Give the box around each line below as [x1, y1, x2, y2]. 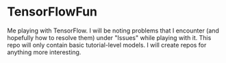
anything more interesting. [7, 48, 81, 56]
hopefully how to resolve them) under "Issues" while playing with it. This [7, 33, 212, 41]
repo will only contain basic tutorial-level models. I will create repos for [7, 41, 207, 49]
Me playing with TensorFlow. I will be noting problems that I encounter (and [7, 26, 219, 35]
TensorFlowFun [7, 4, 98, 20]
